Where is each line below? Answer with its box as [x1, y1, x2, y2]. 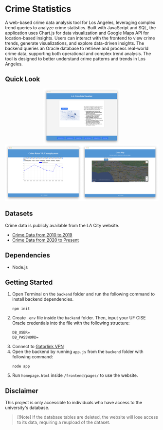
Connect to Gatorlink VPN [12, 344, 64, 350]
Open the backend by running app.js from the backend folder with [12, 349, 144, 354]
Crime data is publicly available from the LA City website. [5, 222, 120, 228]
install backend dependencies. [12, 296, 74, 302]
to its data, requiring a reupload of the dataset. [17, 419, 110, 425]
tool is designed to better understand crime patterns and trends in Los [5, 56, 146, 61]
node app [12, 364, 30, 369]
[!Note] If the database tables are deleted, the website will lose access [17, 414, 158, 420]
